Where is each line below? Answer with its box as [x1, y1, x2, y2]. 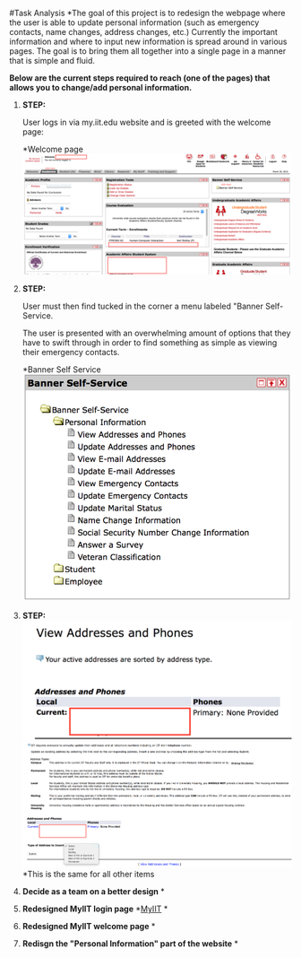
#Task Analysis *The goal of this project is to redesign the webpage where [9, 8, 286, 18]
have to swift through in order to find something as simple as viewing [21, 336, 278, 348]
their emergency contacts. [21, 346, 120, 357]
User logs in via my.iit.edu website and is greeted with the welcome [21, 117, 271, 127]
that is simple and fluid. [9, 56, 96, 65]
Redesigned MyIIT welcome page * [21, 921, 156, 932]
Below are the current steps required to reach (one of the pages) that [9, 73, 271, 83]
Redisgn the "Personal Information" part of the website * [21, 938, 239, 949]
